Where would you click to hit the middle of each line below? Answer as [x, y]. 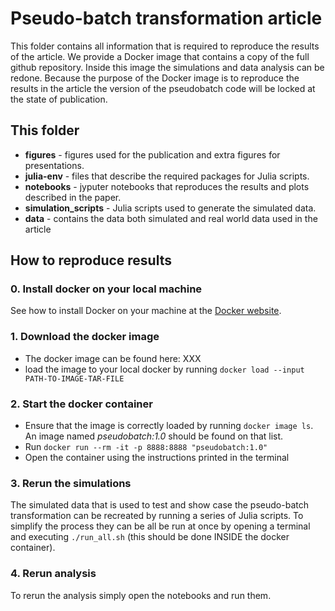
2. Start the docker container [81, 404]
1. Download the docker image [85, 337]
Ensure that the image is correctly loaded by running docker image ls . [169, 426]
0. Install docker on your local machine [106, 289]
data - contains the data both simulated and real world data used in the [171, 218]
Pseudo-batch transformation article [166, 18]
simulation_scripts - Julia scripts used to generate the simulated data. [170, 208]
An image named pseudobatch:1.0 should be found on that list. [154, 436]
